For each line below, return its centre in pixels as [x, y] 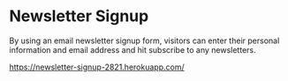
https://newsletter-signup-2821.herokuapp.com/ [97, 67]
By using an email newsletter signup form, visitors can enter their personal [144, 40]
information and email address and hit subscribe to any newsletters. [133, 49]
